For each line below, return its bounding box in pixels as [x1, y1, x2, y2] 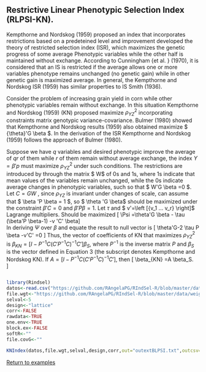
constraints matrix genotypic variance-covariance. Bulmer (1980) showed [6, 116, 193, 124]
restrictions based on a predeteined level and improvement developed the [6, 37, 193, 45]
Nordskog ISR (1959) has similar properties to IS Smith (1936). [6, 83, 162, 90]
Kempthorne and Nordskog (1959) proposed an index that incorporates [6, 31, 186, 38]
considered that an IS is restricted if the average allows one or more [6, 63, 178, 70]
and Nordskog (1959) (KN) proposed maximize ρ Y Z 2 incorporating [6, 107, 173, 118]
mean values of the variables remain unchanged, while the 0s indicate [6, 177, 183, 184]
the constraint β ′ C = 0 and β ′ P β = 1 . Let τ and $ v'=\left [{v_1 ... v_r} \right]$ [6, 204, 195, 211]
